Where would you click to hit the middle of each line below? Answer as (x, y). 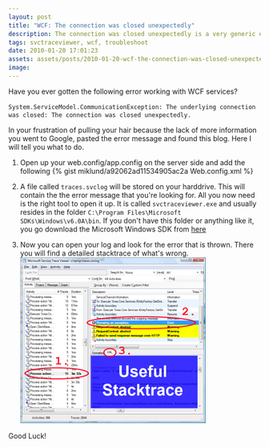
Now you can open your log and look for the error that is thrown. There (137, 244)
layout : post (30, 17)
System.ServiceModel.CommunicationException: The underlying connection (132, 107)
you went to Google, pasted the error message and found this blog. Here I (130, 138)
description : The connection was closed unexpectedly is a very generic (132, 34)
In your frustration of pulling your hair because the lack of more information (133, 130)
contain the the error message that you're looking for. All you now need (137, 195)
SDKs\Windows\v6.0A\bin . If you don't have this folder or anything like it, (137, 220)
